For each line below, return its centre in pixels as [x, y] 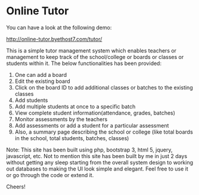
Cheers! [16, 187]
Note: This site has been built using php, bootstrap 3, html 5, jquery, [89, 150]
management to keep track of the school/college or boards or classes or [95, 57]
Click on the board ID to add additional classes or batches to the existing [104, 87]
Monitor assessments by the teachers [61, 119]
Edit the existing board [42, 81]
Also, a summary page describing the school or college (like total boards [104, 132]
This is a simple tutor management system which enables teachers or [91, 50]
